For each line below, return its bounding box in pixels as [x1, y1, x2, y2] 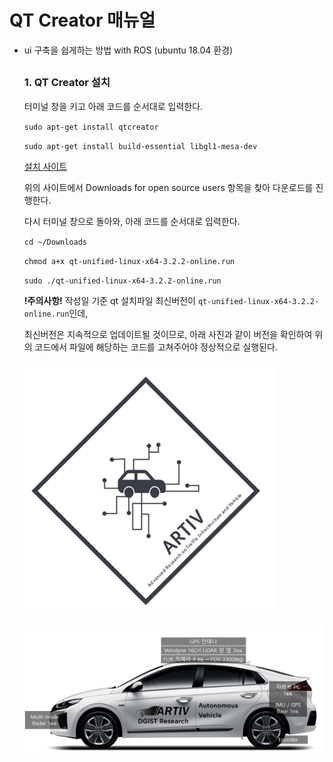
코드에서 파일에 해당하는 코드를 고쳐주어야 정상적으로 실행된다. [34, 341, 278, 353]
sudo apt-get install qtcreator [23, 122, 159, 132]
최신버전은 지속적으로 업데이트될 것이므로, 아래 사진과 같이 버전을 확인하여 [23, 328, 313, 340]
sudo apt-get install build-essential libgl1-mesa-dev [23, 141, 258, 151]
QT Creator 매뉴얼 [9, 9, 156, 32]
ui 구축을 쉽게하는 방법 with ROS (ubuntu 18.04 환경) [23, 44, 234, 56]
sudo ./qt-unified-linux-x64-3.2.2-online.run [23, 276, 222, 286]
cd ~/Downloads [23, 237, 88, 247]
